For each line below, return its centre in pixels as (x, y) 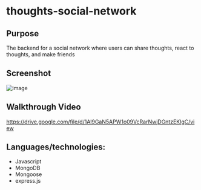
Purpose (23, 34)
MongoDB (28, 168)
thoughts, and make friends (41, 54)
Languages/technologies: (56, 147)
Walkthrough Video (44, 107)
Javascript (28, 162)
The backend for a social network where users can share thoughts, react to (100, 48)
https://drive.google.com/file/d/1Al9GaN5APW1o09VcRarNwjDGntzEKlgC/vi (100, 122)
